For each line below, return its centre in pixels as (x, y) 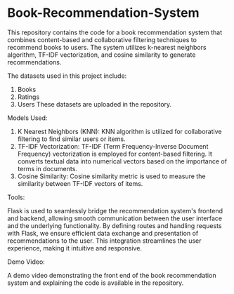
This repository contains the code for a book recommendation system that (115, 32)
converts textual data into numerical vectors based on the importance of (122, 161)
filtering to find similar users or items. (71, 139)
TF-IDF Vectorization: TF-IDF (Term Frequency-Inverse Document (113, 146)
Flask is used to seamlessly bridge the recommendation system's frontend (115, 211)
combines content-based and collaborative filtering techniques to (102, 39)
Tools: (16, 197)
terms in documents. (47, 168)
